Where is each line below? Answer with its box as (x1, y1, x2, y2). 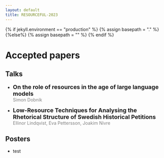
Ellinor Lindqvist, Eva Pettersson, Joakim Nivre (12, 120, 111, 126)
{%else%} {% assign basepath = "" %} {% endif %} (5, 32, 115, 38)
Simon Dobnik (12, 96, 42, 102)
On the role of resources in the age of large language (12, 83, 159, 91)
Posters (5, 135, 31, 143)
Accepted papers (5, 49, 80, 61)
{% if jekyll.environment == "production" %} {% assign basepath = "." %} (5, 26, 159, 32)
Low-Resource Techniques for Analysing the (12, 107, 138, 114)
